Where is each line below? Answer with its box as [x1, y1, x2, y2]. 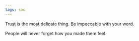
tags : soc [5, 7, 26, 12]
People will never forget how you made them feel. [5, 30, 107, 36]
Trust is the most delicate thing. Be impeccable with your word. [5, 21, 135, 27]
